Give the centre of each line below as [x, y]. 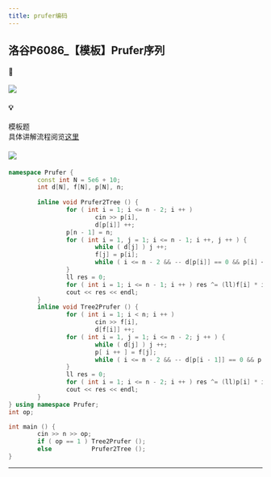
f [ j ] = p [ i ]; [117, 255]
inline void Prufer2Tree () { [88, 202]
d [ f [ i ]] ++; [115, 330]
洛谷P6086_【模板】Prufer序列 [87, 50]
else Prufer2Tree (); [92, 449]
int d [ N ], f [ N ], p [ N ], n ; [81, 187]
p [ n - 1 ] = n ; [90, 232]
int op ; [21, 412]
